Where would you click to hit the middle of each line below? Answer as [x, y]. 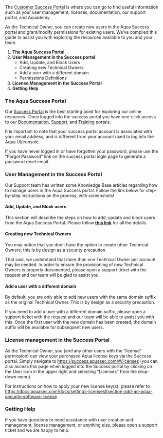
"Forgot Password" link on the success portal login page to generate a [75, 156]
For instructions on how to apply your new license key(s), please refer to [78, 386]
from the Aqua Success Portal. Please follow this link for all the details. [76, 222]
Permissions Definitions [43, 78]
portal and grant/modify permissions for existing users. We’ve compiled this [81, 32]
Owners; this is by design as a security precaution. [56, 250]
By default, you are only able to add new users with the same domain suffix [81, 297]
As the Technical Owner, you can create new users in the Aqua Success [77, 27]
